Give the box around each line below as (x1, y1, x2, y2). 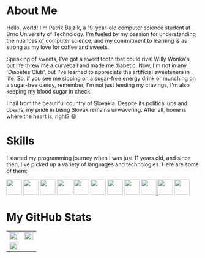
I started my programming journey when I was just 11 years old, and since (6, 154, 191, 161)
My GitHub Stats (6, 210, 92, 224)
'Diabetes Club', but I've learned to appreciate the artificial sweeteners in (6, 68, 190, 75)
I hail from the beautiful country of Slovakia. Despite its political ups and (6, 99, 188, 107)
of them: (6, 167, 28, 174)
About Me (6, 4, 58, 18)
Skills (6, 134, 35, 148)
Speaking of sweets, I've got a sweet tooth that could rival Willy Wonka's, (6, 55, 192, 62)
